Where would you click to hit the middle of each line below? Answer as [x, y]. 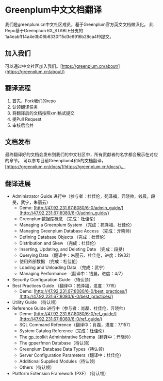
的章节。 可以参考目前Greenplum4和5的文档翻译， [55, 161]
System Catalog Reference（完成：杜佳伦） [63, 331]
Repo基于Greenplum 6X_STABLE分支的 [44, 30]
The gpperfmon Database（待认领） [56, 343]
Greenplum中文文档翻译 [53, 10]
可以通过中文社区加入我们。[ [33, 66]
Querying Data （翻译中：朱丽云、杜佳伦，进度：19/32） [76, 255]
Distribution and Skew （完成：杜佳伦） [59, 243]
